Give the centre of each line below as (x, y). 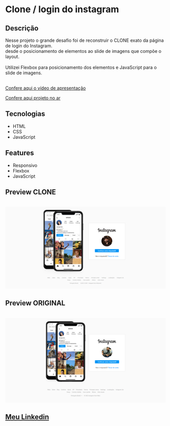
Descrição (22, 28)
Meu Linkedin (27, 417)
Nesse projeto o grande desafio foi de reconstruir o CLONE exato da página (84, 40)
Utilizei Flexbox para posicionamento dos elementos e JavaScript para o (81, 67)
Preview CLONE (31, 192)
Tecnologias (25, 114)
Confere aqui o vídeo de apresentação (46, 88)
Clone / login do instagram (62, 9)
